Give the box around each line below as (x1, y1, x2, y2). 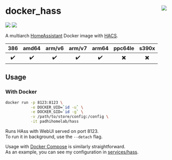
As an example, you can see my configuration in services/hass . (5, 149, 139, 155)
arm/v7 (69, 44, 88, 52)
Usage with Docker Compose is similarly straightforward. (5, 144, 125, 149)
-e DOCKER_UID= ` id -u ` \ (30, 105, 83, 110)
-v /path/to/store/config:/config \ (30, 114, 109, 120)
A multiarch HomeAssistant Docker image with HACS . (5, 32, 119, 38)
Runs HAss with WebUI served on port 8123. (5, 128, 99, 134)
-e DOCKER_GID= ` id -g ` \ (30, 109, 83, 115)
